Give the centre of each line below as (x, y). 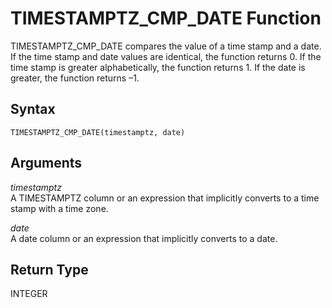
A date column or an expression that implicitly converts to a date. (144, 238)
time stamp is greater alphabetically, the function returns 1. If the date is (158, 67)
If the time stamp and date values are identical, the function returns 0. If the (166, 56)
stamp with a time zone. (59, 208)
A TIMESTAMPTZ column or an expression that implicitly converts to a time (165, 198)
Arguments (46, 163)
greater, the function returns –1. (75, 78)
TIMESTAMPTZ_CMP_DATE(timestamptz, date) (98, 132)
